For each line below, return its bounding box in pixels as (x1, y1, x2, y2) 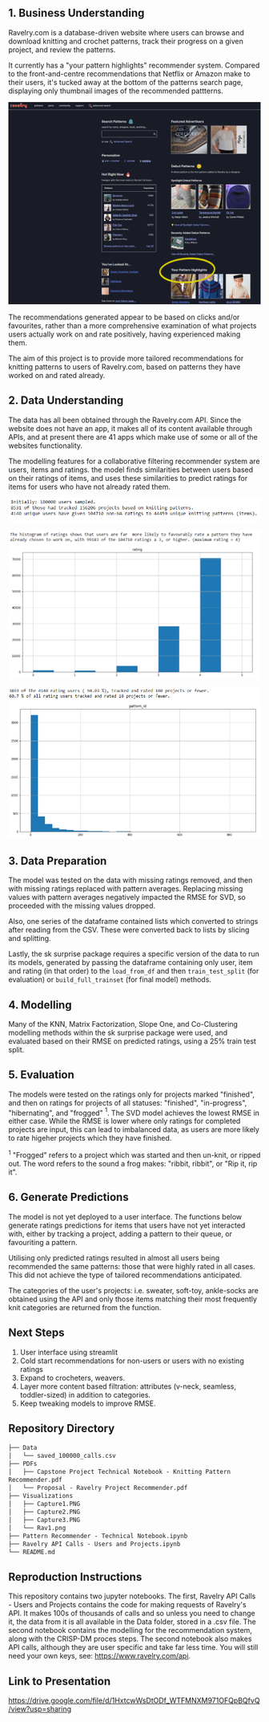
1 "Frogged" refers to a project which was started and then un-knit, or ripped (8, 1149, 261, 1160)
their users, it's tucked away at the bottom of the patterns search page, (8, 77, 243, 87)
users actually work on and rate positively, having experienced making (8, 329, 241, 339)
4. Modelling (8, 998, 72, 1012)
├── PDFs (8, 1460, 38, 1468)
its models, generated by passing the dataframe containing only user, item (8, 958, 254, 967)
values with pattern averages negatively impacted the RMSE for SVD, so (8, 893, 246, 902)
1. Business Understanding (8, 6, 145, 20)
